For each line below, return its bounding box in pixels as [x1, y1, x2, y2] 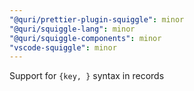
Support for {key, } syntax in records [9, 70, 165, 82]
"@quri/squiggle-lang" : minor [9, 24, 136, 34]
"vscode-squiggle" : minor [9, 42, 117, 53]
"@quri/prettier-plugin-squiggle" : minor [9, 14, 185, 25]
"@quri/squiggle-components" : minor [9, 33, 162, 43]
